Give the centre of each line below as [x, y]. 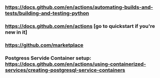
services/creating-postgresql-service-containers [65, 70]
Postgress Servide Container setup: [48, 58]
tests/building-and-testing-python [47, 13]
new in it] [16, 32]
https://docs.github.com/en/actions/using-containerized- [76, 64]
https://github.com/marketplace [44, 45]
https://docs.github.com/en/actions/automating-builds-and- [79, 7]
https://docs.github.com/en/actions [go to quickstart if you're [80, 26]
